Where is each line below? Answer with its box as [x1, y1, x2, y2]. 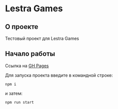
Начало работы [5, 50, 56, 58]
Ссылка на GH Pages [5, 62, 49, 69]
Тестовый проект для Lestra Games [5, 35, 80, 41]
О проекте [5, 23, 38, 31]
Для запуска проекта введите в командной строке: [5, 72, 113, 78]
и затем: [5, 90, 23, 96]
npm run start [5, 100, 34, 105]
